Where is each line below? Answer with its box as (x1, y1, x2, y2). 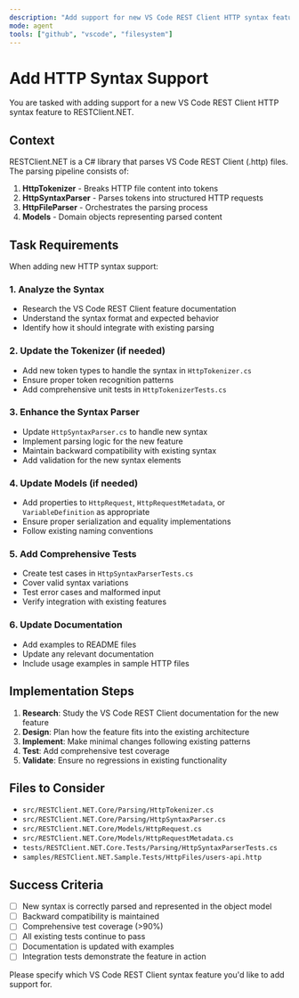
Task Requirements (9, 237, 119, 252)
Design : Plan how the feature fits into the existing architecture (21, 726, 250, 737)
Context (9, 133, 55, 148)
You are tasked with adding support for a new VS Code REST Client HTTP (9, 97, 279, 108)
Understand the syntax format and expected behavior (21, 313, 220, 323)
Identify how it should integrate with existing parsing (21, 323, 215, 333)
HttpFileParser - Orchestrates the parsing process (21, 202, 208, 213)
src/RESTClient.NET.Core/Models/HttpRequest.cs (21, 825, 202, 834)
